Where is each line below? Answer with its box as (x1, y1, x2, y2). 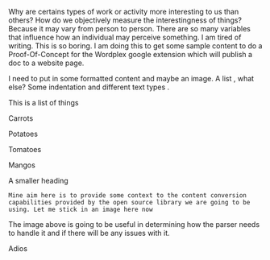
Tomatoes (8, 145, 42, 154)
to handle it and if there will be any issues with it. (8, 229, 171, 237)
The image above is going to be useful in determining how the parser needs (8, 220, 260, 229)
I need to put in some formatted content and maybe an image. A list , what (8, 74, 255, 83)
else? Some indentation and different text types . (8, 82, 170, 92)
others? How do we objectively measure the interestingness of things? (8, 15, 243, 25)
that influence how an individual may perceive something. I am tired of (8, 32, 242, 42)
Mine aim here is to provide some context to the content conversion (8, 192, 247, 200)
